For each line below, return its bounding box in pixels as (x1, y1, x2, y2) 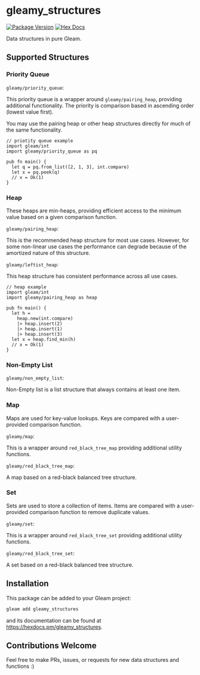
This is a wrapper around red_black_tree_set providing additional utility (6, 531, 182, 539)
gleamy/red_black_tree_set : (6, 549, 75, 557)
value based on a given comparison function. (6, 213, 118, 220)
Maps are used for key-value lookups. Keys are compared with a (6, 414, 165, 422)
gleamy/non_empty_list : (6, 375, 64, 382)
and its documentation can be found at (6, 617, 101, 624)
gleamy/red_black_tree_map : (6, 462, 75, 469)
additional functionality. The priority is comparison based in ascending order (6, 102, 194, 109)
